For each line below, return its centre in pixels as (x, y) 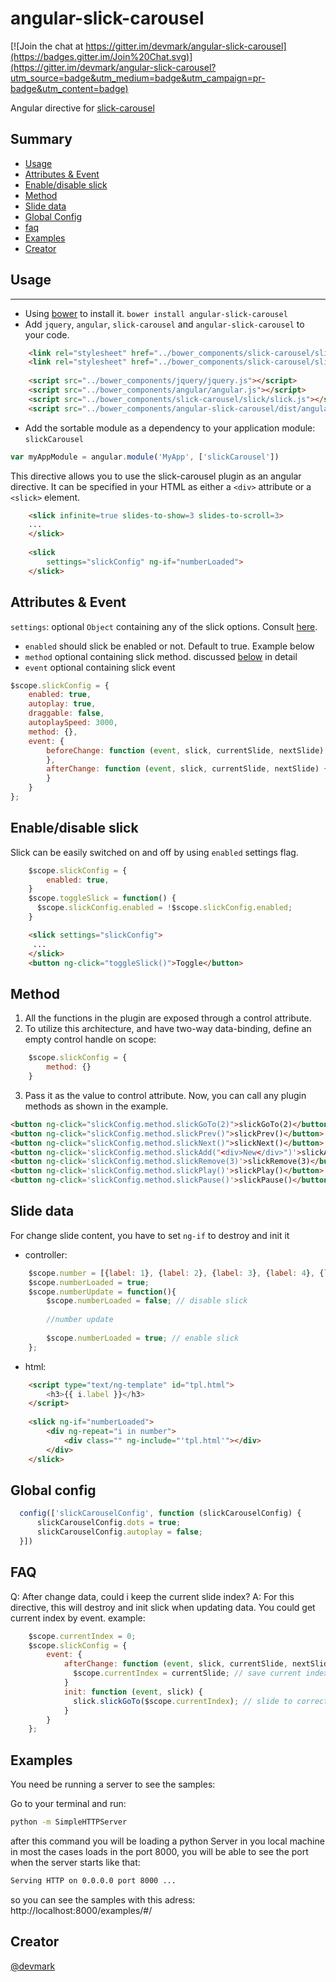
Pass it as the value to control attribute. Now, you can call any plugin (165, 1095)
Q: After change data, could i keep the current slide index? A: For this (152, 1596)
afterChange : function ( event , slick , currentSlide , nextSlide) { (187, 769)
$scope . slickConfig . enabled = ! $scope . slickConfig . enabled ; (164, 908)
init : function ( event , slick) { (133, 1692)
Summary (41, 139)
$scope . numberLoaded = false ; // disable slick (147, 1301)
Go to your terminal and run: (68, 1804)
